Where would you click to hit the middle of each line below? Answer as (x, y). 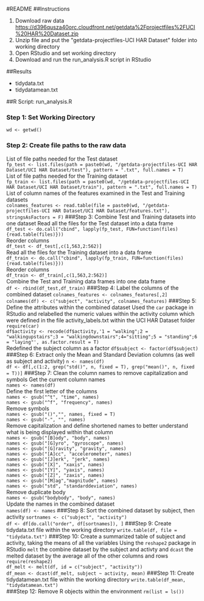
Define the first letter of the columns (52, 391)
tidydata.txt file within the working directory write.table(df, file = (92, 530)
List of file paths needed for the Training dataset (67, 176)
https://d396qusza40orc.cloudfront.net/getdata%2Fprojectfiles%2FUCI (105, 27)
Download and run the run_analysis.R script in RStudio (83, 60)
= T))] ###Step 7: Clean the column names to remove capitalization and (97, 373)
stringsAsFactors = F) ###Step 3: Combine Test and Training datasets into (101, 217)
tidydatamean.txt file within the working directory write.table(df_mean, (96, 579)
